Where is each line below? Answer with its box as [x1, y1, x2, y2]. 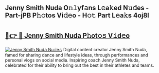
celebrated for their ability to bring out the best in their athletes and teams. [5, 62, 154, 68]
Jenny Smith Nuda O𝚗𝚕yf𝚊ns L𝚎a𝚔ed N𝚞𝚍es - [5, 4, 149, 12]
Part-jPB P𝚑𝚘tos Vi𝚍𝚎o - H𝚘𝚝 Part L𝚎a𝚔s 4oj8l [5, 12, 149, 20]
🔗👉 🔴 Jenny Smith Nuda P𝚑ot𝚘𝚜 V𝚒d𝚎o [5, 31, 130, 40]
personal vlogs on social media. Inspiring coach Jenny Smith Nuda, [5, 58, 140, 63]
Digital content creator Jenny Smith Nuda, [63, 47, 147, 52]
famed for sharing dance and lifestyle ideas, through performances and [5, 52, 148, 58]
